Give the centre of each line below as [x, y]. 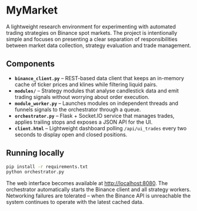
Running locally [35, 153]
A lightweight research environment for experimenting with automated [91, 27]
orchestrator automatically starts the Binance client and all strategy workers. [98, 190]
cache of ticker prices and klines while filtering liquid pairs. [86, 84]
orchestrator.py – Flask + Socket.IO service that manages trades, [94, 116]
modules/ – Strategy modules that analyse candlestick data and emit [97, 90]
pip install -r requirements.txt [47, 167]
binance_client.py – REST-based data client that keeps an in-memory [99, 78]
